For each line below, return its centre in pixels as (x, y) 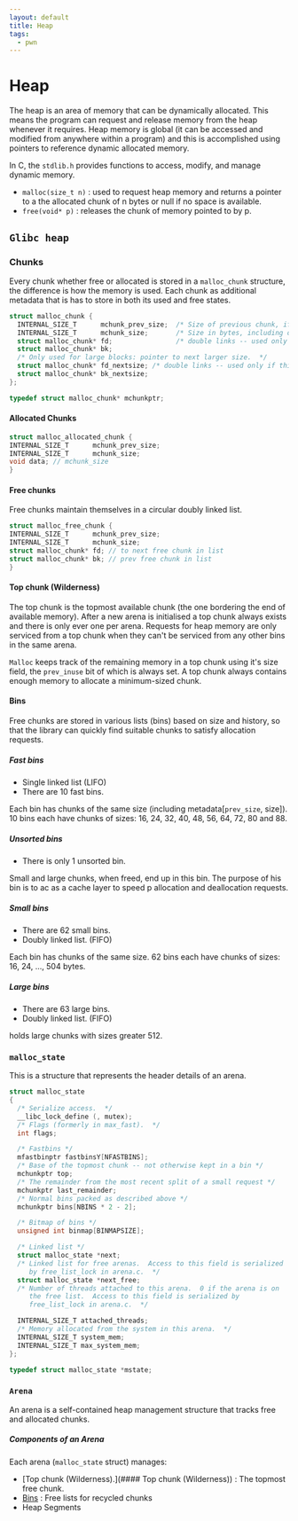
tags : (19, 34)
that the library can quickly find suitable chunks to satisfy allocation (133, 730)
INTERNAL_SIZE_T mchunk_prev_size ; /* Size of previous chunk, (148, 325)
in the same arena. (43, 645)
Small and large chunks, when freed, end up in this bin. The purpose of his (145, 878)
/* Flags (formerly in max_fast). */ (89, 1125)
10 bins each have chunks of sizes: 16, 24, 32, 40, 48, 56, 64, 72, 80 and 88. (149, 819)
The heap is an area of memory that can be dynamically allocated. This (139, 111)
